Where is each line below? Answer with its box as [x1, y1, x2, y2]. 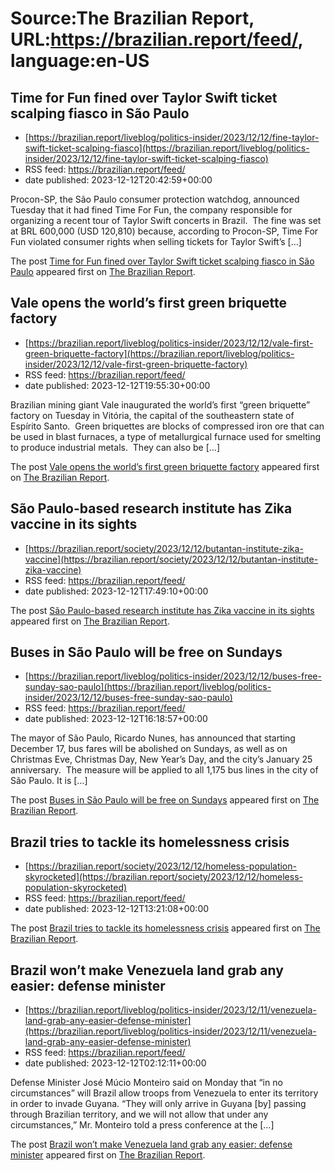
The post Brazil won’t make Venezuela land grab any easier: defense [10, 1138, 293, 1151]
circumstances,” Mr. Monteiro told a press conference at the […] [10, 1119, 275, 1131]
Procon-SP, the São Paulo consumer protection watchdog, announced [10, 193, 300, 205]
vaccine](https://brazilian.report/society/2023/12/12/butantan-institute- [24, 553, 319, 565]
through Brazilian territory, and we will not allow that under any [10, 1108, 269, 1121]
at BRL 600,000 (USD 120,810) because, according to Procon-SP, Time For [10, 225, 319, 237]
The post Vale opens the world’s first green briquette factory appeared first [10, 460, 320, 472]
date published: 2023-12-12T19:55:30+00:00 [24, 379, 211, 391]
